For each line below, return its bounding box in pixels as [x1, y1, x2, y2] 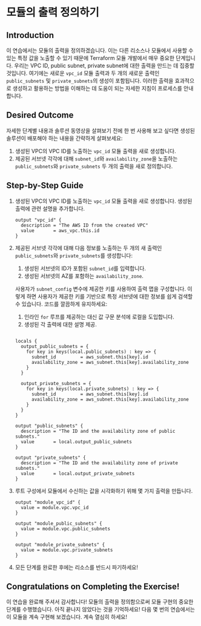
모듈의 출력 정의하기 [6, 5, 100, 19]
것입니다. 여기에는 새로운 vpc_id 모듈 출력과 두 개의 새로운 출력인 [6, 70, 160, 76]
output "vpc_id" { [15, 217, 62, 223]
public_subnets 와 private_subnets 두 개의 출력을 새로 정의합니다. [15, 162, 173, 170]
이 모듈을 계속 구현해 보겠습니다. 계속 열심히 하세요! [6, 613, 127, 621]
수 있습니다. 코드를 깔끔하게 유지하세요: [15, 300, 108, 308]
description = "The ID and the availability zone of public [21, 428, 176, 434]
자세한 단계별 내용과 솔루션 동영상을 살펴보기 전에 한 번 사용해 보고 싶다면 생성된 [6, 127, 196, 134]
